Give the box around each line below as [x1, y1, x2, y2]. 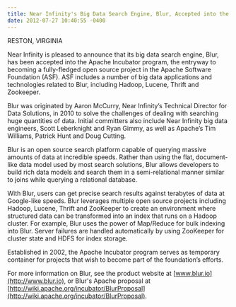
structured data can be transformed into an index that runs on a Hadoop [7, 212, 217, 220]
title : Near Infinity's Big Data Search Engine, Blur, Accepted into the [7, 10, 230, 18]
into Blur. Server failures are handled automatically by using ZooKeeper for [7, 226, 225, 235]
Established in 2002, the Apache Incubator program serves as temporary [7, 248, 220, 256]
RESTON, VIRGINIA [7, 36, 63, 45]
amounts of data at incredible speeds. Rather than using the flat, [7, 153, 194, 161]
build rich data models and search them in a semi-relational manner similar [7, 168, 225, 176]
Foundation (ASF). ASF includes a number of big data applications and [7, 72, 212, 81]
